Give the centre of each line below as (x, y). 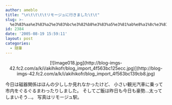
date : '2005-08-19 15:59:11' (36, 34)
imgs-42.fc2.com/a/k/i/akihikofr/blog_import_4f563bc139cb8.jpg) (86, 73)
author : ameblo (21, 10)
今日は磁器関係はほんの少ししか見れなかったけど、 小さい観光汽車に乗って (84, 84)
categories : (18, 44)
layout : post (19, 39)
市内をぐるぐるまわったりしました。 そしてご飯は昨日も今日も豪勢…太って (84, 91)
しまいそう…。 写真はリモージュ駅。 (44, 97)
